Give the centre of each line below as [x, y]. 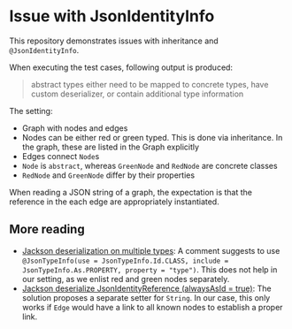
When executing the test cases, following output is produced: [121, 67]
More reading [47, 230]
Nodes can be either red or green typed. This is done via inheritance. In [152, 137]
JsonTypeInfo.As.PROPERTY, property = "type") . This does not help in [150, 269]
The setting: [31, 111]
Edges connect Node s [61, 156]
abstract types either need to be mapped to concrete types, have [150, 84]
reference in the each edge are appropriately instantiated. [114, 202]
